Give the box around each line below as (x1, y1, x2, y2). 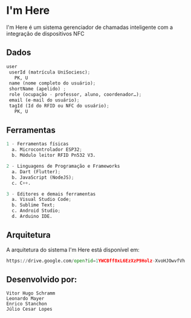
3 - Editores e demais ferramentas (6, 191, 96, 197)
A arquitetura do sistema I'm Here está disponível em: (6, 246, 140, 253)
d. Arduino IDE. (11, 214, 53, 220)
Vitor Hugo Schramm (6, 290, 56, 296)
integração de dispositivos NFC (6, 30, 85, 37)
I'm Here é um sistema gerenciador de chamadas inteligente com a (6, 24, 173, 31)
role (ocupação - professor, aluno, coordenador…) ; (8, 92, 142, 98)
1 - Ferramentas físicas (6, 141, 69, 147)
